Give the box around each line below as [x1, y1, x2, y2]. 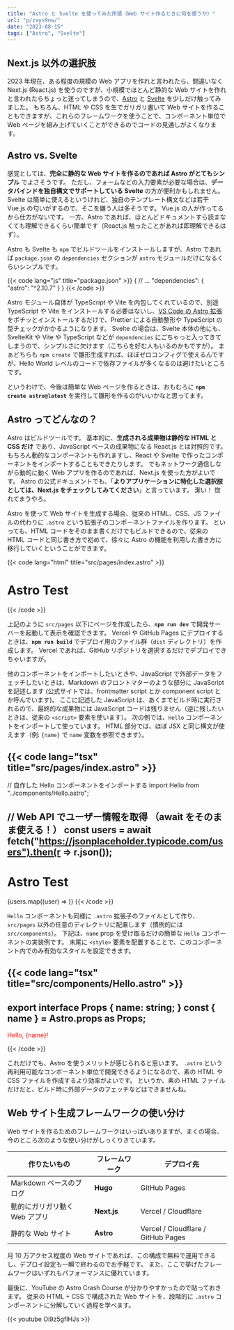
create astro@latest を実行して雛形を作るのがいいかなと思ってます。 [7, 391, 208, 399]
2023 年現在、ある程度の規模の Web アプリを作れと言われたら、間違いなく [7, 77, 224, 86]
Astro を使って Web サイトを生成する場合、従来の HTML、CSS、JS [7, 509, 202, 518]
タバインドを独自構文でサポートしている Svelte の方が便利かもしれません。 [7, 186, 224, 195]
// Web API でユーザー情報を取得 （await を [7, 811, 195, 823]
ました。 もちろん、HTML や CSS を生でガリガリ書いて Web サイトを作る [7, 103, 219, 111]
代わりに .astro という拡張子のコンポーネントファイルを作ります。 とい [19, 518, 226, 526]
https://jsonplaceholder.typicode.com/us [38, 835, 224, 847]
